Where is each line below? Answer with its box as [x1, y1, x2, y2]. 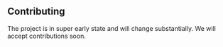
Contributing [7, 6, 65, 18]
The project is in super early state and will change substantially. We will [7, 24, 217, 32]
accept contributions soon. [7, 32, 87, 40]
